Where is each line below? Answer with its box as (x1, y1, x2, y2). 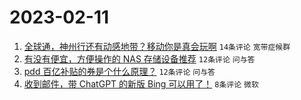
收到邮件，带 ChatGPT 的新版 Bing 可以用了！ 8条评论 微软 (23, 77, 259, 90)
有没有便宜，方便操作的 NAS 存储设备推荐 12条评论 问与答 (23, 52, 256, 65)
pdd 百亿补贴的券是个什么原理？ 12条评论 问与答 (23, 65, 216, 77)
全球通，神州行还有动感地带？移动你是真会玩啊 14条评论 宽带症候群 (23, 40, 291, 52)
